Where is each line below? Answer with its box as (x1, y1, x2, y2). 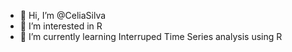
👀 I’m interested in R (19, 20, 103, 32)
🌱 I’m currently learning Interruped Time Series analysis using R (19, 31, 283, 42)
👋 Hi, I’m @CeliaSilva (19, 10, 107, 21)
